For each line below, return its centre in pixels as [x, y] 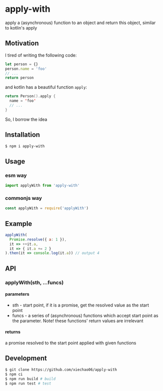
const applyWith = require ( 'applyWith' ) [47, 208]
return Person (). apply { [30, 96]
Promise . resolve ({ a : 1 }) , [38, 239]
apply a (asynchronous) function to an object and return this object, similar [80, 23]
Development [26, 358]
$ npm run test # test [28, 383]
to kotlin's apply [21, 28]
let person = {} [22, 64]
